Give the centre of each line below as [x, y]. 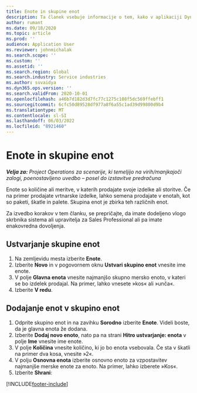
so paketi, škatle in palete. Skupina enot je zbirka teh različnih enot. [87, 202]
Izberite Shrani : [33, 372]
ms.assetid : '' [25, 66]
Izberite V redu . [33, 289]
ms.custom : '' [23, 61]
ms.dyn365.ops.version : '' [39, 88]
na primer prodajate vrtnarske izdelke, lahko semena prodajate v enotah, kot [98, 195]
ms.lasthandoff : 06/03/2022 [40, 121]
